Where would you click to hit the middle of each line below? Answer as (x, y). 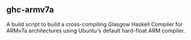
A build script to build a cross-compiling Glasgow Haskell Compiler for (95, 24)
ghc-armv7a (30, 10)
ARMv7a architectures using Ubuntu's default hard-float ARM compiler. (96, 30)
